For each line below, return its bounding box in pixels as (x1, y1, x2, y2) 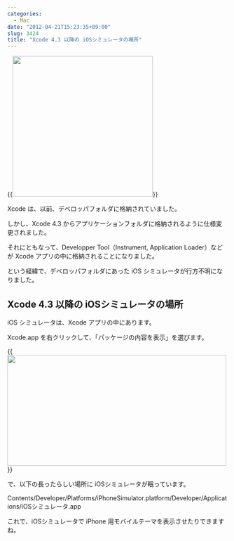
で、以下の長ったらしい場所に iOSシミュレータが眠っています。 (7, 479, 191, 488)
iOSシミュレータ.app (21, 502, 82, 510)
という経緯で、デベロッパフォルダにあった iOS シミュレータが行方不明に (7, 267, 217, 275)
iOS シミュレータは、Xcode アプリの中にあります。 (7, 318, 156, 327)
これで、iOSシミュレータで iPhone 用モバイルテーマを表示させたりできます (7, 517, 225, 526)
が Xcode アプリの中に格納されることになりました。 (7, 252, 159, 261)
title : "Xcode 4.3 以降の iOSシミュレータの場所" (7, 37, 142, 44)
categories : (7, 10, 42, 18)
